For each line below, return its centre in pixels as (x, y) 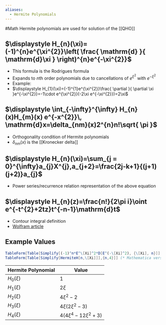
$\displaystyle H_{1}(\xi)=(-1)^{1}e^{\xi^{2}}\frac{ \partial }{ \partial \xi (83, 88)
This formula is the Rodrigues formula (51, 71)
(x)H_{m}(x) (24, 117)
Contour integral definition (39, 221)
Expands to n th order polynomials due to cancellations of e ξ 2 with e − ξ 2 (84, 77)
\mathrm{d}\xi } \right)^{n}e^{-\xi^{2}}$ (68, 59)
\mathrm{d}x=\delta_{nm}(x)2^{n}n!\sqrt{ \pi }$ (81, 125)
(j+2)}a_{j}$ (24, 174)
